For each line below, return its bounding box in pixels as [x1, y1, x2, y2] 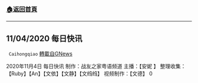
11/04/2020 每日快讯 [6, 34, 82, 44]
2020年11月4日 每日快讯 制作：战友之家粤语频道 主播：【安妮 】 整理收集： [6, 63, 186, 70]
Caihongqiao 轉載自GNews [8, 50, 72, 57]
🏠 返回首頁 [6, 5, 38, 13]
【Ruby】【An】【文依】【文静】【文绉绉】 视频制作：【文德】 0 [6, 70, 153, 77]
